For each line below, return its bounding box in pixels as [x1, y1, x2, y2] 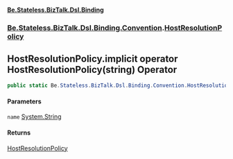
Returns [7, 128, 31, 137]
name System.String [7, 112, 62, 121]
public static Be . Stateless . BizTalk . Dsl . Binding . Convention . [7, 82, 188, 90]
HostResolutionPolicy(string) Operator [7, 63, 178, 76]
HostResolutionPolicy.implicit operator [7, 53, 178, 65]
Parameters [7, 97, 42, 106]
